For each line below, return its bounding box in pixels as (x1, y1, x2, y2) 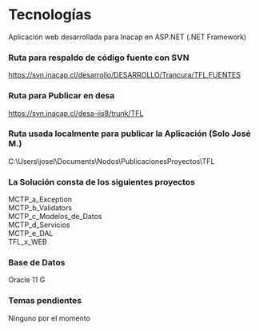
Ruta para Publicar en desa (8, 90, 115, 102)
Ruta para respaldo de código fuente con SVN (8, 52, 189, 63)
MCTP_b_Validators (8, 203, 73, 213)
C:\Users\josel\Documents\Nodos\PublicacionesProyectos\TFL (8, 156, 215, 165)
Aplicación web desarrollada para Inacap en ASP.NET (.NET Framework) (8, 32, 247, 42)
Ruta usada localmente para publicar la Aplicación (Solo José (8, 128, 252, 139)
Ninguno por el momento (8, 313, 90, 323)
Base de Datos (8, 257, 66, 269)
